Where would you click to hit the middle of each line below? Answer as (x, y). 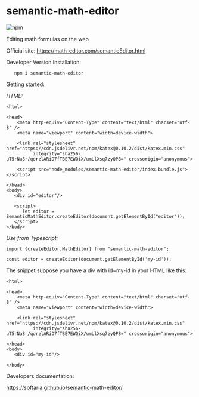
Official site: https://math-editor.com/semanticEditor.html (76, 50)
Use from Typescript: (32, 238)
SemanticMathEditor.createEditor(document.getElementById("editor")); (96, 216)
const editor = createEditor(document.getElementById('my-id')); (89, 259)
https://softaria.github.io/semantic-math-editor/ (65, 387)
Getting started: (25, 84)
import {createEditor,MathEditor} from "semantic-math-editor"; (88, 249)
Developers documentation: (40, 376)
